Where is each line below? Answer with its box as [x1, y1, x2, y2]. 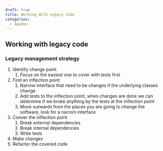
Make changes [12, 135, 43, 141]
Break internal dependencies [19, 125, 79, 131]
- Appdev [9, 21, 28, 27]
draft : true [5, 7, 30, 13]
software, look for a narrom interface [19, 109, 96, 115]
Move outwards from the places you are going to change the [19, 103, 145, 109]
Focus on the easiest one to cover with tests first [19, 71, 120, 78]
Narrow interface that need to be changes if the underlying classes [19, 82, 158, 88]
